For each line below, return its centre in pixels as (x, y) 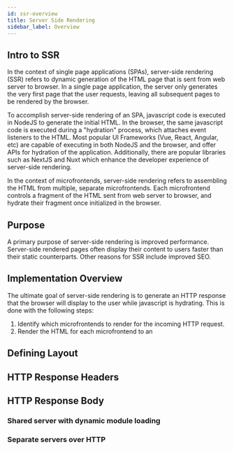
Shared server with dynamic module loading (84, 420)
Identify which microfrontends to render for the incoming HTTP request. (121, 324)
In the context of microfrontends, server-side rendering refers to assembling (117, 181)
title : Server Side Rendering (51, 20)
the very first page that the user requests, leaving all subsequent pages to (114, 94)
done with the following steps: (51, 310)
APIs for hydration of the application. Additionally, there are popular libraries (116, 152)
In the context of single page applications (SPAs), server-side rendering (110, 72)
